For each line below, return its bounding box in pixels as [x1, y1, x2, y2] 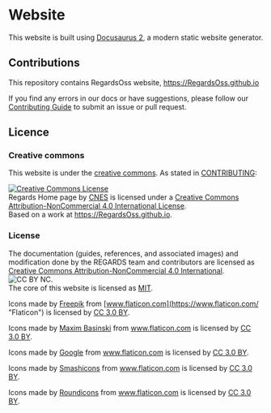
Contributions [8, 56, 80, 70]
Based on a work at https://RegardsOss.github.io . [8, 209, 172, 220]
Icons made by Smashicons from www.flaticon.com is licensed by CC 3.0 [8, 363, 253, 372]
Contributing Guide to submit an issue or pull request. [8, 101, 187, 111]
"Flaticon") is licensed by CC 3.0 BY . [8, 307, 130, 317]
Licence [8, 126, 50, 140]
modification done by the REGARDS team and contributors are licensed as [8, 257, 255, 267]
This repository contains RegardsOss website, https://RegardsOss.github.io [8, 77, 260, 87]
